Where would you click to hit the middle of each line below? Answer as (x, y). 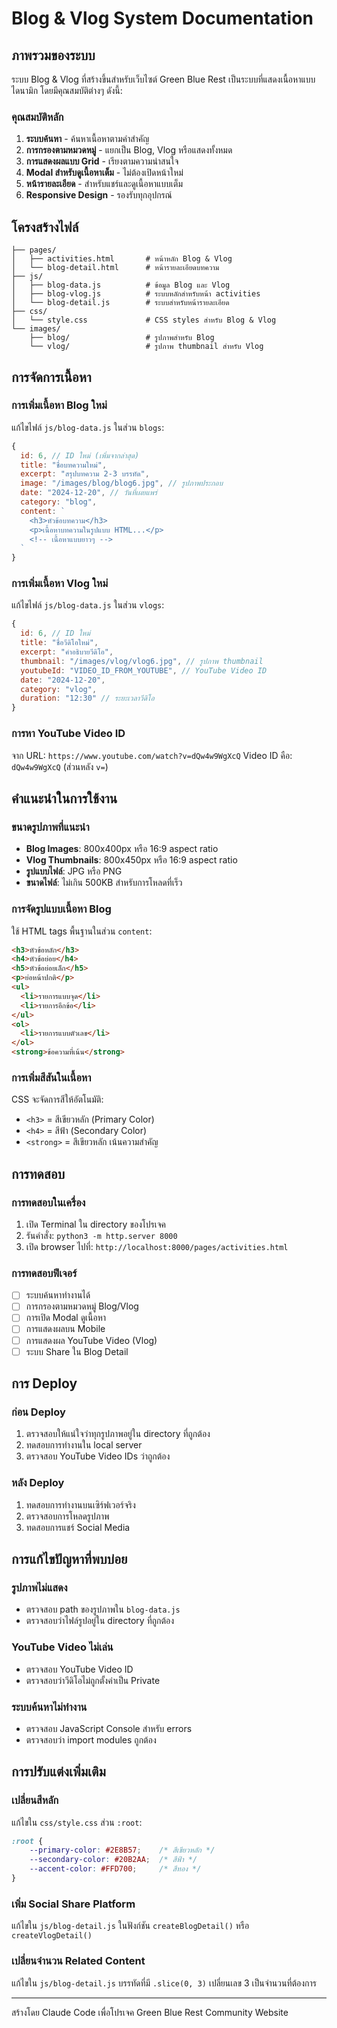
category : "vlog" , (59, 689)
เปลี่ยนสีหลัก (35, 1800)
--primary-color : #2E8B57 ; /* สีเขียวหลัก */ (122, 1850)
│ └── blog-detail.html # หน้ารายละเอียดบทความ (115, 268)
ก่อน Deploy (38, 1412)
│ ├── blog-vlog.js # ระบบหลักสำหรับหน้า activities (136, 294)
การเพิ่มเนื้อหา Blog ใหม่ (59, 405)
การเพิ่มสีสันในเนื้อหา (51, 1077)
